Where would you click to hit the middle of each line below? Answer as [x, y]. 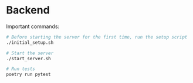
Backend [28, 10]
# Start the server [30, 53]
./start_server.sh [28, 58]
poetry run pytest [28, 75]
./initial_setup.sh [30, 42]
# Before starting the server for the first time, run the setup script [97, 37]
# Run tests [21, 69]
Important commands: [33, 26]
